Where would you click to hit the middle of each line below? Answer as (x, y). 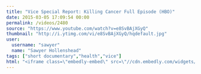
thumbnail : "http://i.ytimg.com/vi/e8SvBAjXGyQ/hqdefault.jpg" (87, 34)
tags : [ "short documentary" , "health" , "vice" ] (64, 56)
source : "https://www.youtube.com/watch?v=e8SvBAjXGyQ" (77, 28)
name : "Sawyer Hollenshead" (47, 51)
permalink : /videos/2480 (37, 23)
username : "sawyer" (36, 45)
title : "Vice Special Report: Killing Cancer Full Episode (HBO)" (91, 12)
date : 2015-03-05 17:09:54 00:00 (48, 17)
